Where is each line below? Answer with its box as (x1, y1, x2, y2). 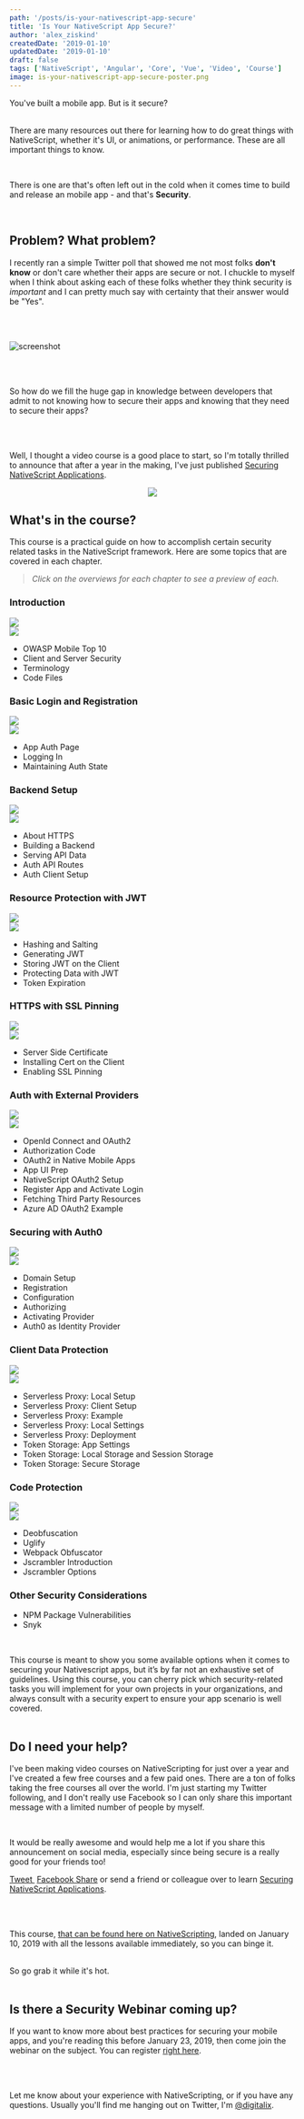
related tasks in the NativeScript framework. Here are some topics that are (9, 547, 288, 557)
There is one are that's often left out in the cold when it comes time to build (9, 179, 290, 190)
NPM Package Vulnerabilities (22, 1610, 132, 1621)
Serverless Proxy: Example (22, 1410, 123, 1421)
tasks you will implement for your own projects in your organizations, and (9, 1683, 283, 1694)
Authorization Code (22, 1145, 96, 1156)
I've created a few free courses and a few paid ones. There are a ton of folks (9, 1773, 296, 1783)
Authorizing (22, 1301, 66, 1312)
